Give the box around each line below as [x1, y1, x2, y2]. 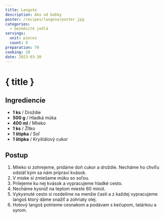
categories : [5, 21, 30, 27]
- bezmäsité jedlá [10, 26, 49, 31]
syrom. [12, 207, 27, 213]
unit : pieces [10, 36, 37, 41]
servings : [5, 31, 26, 36]
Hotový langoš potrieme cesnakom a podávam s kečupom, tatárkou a [12, 202, 157, 208]
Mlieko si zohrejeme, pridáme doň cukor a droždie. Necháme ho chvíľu [12, 165, 159, 171]
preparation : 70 [5, 45, 39, 50]
